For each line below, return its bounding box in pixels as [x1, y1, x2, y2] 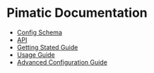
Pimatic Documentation [6, 5, 148, 21]
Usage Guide [16, 51, 55, 59]
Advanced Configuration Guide [16, 58, 107, 66]
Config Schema [16, 28, 63, 36]
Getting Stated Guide [16, 43, 78, 51]
